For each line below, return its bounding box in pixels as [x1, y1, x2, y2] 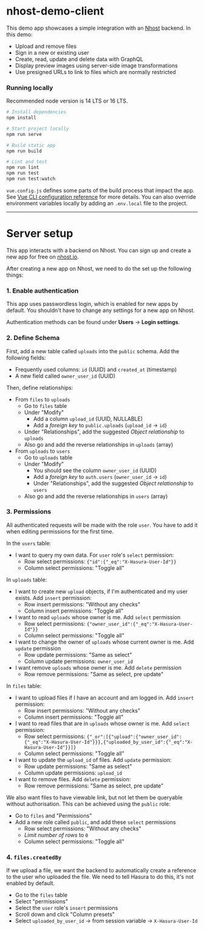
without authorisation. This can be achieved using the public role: [6, 800, 171, 807]
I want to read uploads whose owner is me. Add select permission [15, 613, 181, 620]
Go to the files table [15, 891, 68, 899]
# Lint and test [6, 159, 47, 165]
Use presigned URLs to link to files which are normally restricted [15, 68, 176, 75]
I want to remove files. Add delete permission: [15, 775, 131, 782]
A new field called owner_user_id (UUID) [15, 372, 115, 379]
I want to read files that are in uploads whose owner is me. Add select [15, 719, 190, 727]
